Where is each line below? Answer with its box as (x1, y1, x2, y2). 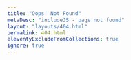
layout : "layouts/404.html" (7, 23, 88, 30)
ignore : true (7, 42, 45, 49)
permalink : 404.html (7, 29, 67, 37)
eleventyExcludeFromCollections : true (7, 36, 119, 43)
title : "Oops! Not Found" (7, 10, 81, 17)
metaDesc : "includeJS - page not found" (7, 17, 125, 23)
